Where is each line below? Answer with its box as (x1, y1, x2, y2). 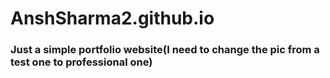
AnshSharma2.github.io (10, 7, 215, 30)
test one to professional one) (10, 55, 153, 69)
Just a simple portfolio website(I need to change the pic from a (10, 43, 320, 57)
